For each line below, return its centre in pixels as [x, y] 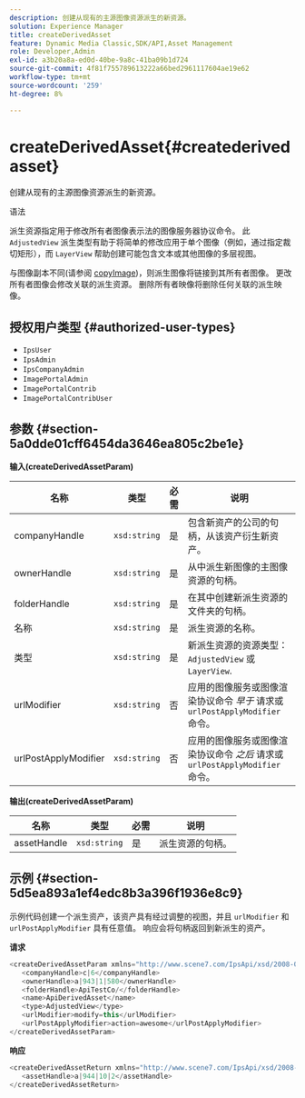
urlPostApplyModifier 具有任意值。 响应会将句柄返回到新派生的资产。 [140, 927]
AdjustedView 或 [221, 659]
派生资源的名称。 [224, 628]
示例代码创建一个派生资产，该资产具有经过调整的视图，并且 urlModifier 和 [149, 916]
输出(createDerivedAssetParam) [72, 802]
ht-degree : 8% [36, 94]
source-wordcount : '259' [56, 85]
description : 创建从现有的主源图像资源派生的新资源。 [100, 18]
